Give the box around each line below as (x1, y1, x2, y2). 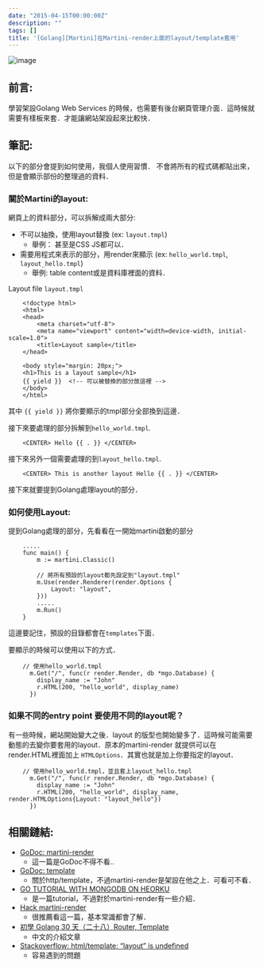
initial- (218, 327, 247, 335)
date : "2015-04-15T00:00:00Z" (8, 11, 109, 20)
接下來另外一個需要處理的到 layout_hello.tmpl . (8, 454, 161, 464)
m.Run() (37, 606, 62, 614)
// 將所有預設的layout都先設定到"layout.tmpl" (37, 571, 180, 579)
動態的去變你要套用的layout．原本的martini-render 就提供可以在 (8, 739, 217, 749)
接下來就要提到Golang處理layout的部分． (8, 485, 142, 494)
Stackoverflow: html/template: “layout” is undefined (19, 941, 189, 950)
